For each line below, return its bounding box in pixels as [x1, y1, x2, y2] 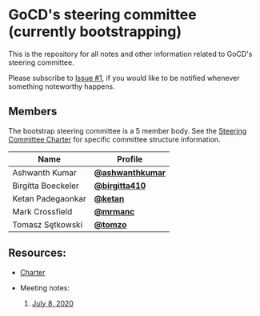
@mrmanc [94, 206, 135, 217]
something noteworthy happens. [8, 82, 115, 91]
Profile [117, 154, 143, 165]
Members [8, 105, 58, 118]
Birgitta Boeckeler [12, 180, 80, 191]
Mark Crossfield [12, 206, 73, 217]
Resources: [8, 246, 66, 260]
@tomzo [94, 218, 127, 230]
